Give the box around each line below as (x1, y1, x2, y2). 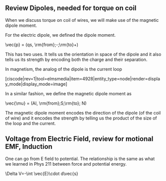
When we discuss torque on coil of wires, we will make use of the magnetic (5, 17, 159, 23)
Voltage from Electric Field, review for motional (5, 135, 154, 143)
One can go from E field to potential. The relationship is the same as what (5, 156, 155, 162)
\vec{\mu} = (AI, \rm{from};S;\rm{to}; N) (5, 100, 87, 106)
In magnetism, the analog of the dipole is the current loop (5, 66, 122, 72)
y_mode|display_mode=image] (5, 81, 68, 87)
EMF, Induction (5, 142, 53, 151)
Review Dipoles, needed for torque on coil (5, 4, 137, 12)
